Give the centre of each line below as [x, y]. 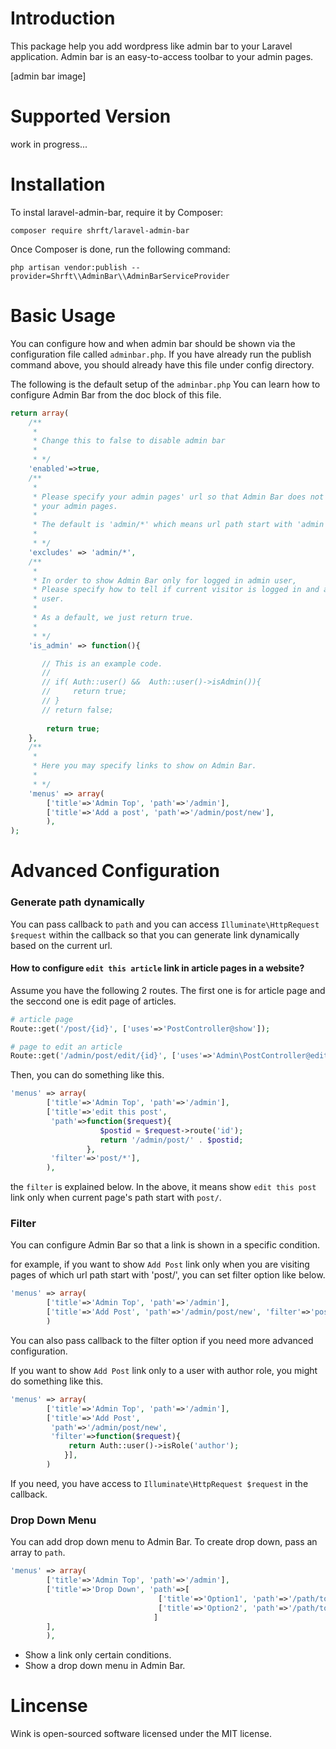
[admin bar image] [48, 76]
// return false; [77, 710]
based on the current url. [61, 945]
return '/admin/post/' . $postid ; [171, 1140]
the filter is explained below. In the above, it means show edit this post [163, 1187]
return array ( [40, 413]
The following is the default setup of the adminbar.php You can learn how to [165, 384]
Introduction [63, 18]
